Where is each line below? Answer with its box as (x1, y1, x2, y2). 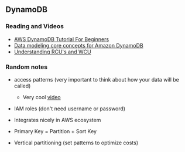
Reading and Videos (5, 22, 64, 31)
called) (13, 82, 31, 89)
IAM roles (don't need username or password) (13, 105, 126, 112)
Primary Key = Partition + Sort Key (13, 127, 97, 134)
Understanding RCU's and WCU (13, 48, 91, 55)
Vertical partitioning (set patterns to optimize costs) (13, 139, 139, 146)
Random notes (5, 63, 48, 71)
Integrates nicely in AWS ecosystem (13, 116, 101, 123)
